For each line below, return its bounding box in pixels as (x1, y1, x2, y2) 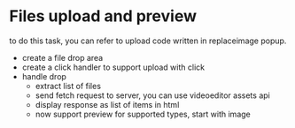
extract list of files (35, 80, 102, 91)
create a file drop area (21, 52, 104, 63)
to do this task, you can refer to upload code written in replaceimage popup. (9, 35, 287, 46)
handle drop (21, 71, 66, 81)
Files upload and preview (9, 6, 198, 26)
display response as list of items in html (35, 99, 180, 109)
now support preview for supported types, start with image (35, 109, 251, 119)
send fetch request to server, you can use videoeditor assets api (35, 90, 270, 101)
